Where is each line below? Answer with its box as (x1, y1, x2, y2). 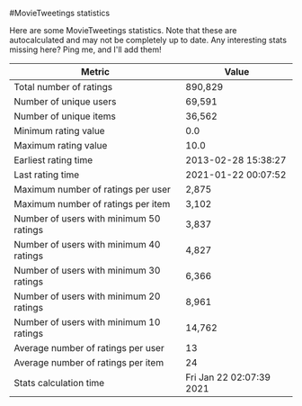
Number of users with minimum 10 (13, 316, 161, 328)
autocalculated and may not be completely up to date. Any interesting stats (9, 35, 288, 45)
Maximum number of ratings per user (13, 184, 171, 195)
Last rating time (13, 168, 80, 181)
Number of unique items (13, 110, 117, 122)
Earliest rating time (13, 154, 93, 166)
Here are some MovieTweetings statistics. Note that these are (9, 25, 237, 35)
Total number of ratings (13, 81, 113, 93)
